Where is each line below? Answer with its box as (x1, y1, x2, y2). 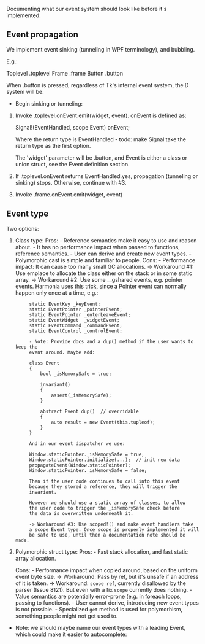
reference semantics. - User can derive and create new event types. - (15, 250, 192, 257)
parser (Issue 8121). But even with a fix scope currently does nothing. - (15, 586, 192, 593)
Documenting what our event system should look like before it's (6, 6, 167, 12)
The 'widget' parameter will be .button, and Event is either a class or (15, 153, 188, 161)
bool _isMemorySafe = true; (40, 371, 112, 377)
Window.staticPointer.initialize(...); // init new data (29, 457, 181, 463)
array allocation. (15, 554, 56, 562)
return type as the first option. (15, 142, 91, 149)
